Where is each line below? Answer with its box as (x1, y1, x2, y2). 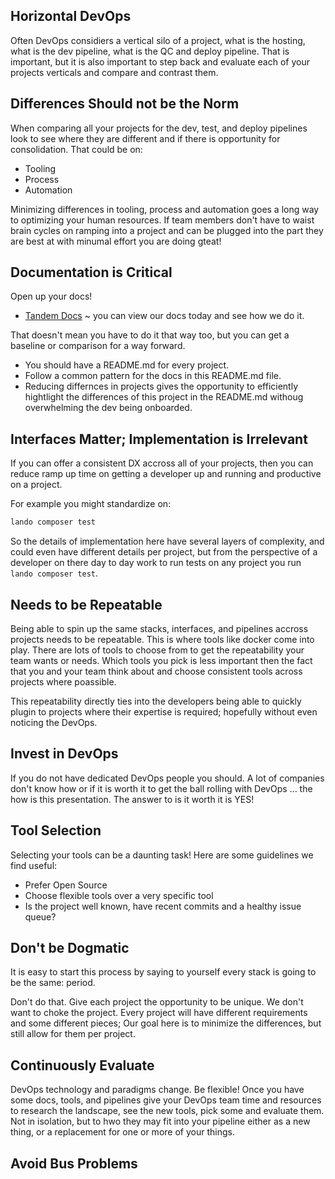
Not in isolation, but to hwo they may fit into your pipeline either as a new (10, 1115, 311, 1128)
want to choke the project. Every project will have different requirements (10, 1007, 308, 1019)
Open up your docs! (10, 290, 93, 303)
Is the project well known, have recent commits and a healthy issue (24, 900, 302, 912)
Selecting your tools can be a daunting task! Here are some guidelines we (10, 849, 314, 861)
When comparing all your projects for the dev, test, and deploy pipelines (10, 122, 308, 134)
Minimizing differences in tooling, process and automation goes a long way (10, 203, 320, 215)
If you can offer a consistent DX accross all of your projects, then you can (10, 457, 314, 469)
